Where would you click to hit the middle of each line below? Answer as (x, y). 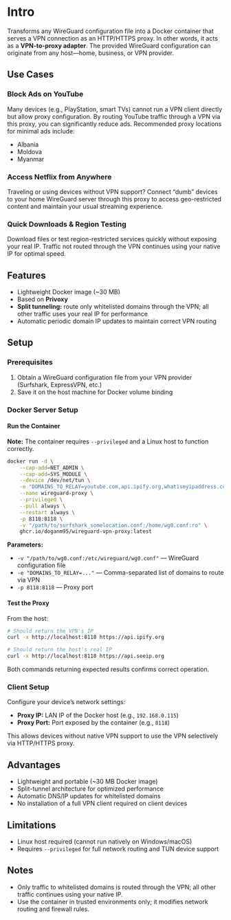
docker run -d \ (30, 461)
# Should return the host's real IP (59, 650)
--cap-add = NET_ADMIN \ (52, 468)
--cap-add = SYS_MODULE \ (54, 474)
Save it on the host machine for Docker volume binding (95, 392)
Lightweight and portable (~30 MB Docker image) (87, 782)
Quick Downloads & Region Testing (67, 224)
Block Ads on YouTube (45, 94)
